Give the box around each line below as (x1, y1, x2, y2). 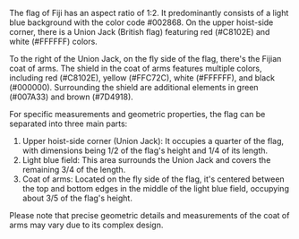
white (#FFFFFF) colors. (9, 36, 98, 47)
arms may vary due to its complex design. (9, 219, 164, 230)
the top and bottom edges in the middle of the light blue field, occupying (21, 184, 289, 193)
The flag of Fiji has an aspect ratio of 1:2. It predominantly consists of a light (9, 8, 289, 18)
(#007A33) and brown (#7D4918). (9, 91, 134, 102)
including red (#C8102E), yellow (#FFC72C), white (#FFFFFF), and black (9, 73, 276, 83)
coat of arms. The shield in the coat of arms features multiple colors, (9, 63, 262, 73)
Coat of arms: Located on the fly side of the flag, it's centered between (21, 174, 285, 184)
